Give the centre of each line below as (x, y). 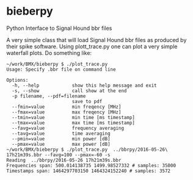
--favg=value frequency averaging (68, 128)
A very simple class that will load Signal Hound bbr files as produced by (96, 40)
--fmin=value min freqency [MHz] (67, 107)
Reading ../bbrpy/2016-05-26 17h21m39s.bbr (64, 160)
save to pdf (87, 101)
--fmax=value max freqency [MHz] (67, 112)
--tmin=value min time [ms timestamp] (74, 117)
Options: (17, 80)
